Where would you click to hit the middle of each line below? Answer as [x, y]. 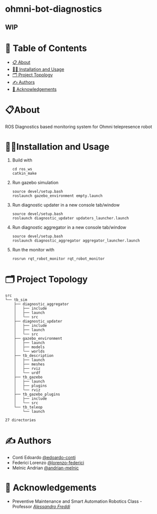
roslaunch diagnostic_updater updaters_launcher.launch [70, 218]
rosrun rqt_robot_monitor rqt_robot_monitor [58, 259]
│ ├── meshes [29, 364]
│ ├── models [29, 347]
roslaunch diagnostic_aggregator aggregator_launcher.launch [76, 241]
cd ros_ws [22, 169]
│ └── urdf [27, 373]
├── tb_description [34, 356]
